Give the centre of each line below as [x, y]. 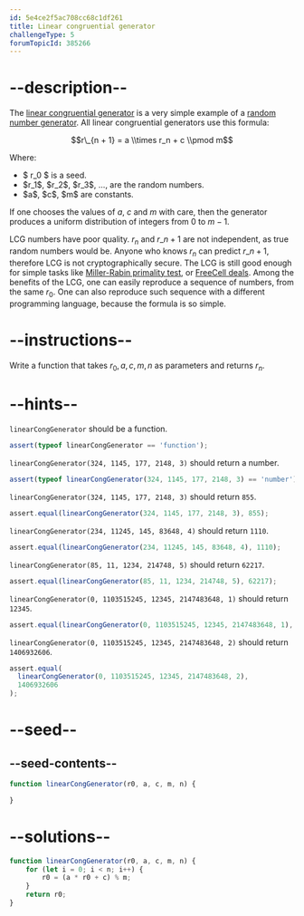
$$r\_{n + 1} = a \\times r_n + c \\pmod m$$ [152, 140]
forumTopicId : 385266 [50, 43]
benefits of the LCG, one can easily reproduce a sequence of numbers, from [152, 282]
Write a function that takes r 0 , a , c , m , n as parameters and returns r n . [137, 366]
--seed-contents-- [63, 763]
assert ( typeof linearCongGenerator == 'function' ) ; [109, 446]
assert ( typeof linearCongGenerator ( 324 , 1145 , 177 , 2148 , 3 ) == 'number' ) [153, 480]
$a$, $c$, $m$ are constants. [78, 195]
